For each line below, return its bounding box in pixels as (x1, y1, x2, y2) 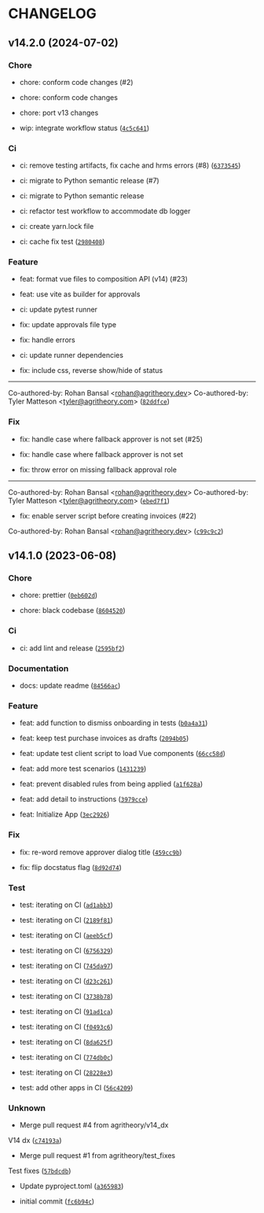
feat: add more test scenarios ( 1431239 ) (19, 764, 147, 773)
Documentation (8, 662, 69, 673)
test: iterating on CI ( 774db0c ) (19, 1052, 114, 1062)
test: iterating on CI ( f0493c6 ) (19, 1022, 114, 1031)
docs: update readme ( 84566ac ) (19, 681, 121, 691)
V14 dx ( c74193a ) (8, 1136, 62, 1145)
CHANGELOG (8, 5, 97, 23)
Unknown (8, 1102, 46, 1113)
